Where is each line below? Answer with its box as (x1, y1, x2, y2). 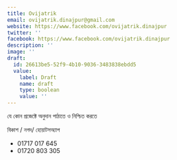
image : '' (7, 49, 36, 56)
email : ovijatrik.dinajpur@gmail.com (7, 16, 115, 23)
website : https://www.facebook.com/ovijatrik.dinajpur (7, 23, 167, 30)
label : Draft (19, 73, 57, 81)
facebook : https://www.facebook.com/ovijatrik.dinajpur (7, 36, 170, 43)
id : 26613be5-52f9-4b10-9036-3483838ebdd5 (13, 61, 137, 68)
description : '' (7, 42, 54, 49)
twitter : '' (7, 29, 41, 36)
